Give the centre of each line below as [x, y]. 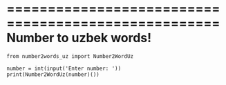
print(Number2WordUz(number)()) [53, 74]
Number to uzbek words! [79, 38]
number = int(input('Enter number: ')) [64, 68]
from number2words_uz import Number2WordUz [70, 56]
